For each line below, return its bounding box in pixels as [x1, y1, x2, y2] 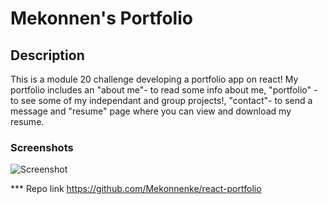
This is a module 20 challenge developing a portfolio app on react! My [10, 73, 299, 85]
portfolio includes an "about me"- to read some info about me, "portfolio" [10, 84, 312, 96]
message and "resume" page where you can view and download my [10, 105, 292, 117]
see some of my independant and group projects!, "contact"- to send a [20, 95, 313, 106]
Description [10, 47, 85, 64]
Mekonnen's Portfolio [10, 7, 193, 30]
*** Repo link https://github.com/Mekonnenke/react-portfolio [10, 183, 262, 195]
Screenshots [10, 140, 74, 154]
